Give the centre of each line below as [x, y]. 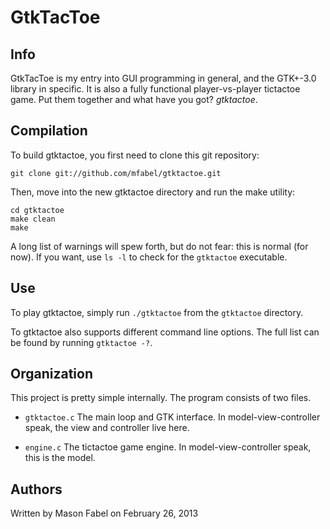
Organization [51, 374]
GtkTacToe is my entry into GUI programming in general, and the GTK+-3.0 [163, 78]
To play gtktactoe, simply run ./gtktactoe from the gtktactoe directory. [157, 312]
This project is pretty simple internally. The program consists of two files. [161, 398]
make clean [33, 219]
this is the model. [60, 458]
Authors [36, 489]
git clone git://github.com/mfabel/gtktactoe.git [116, 173]
